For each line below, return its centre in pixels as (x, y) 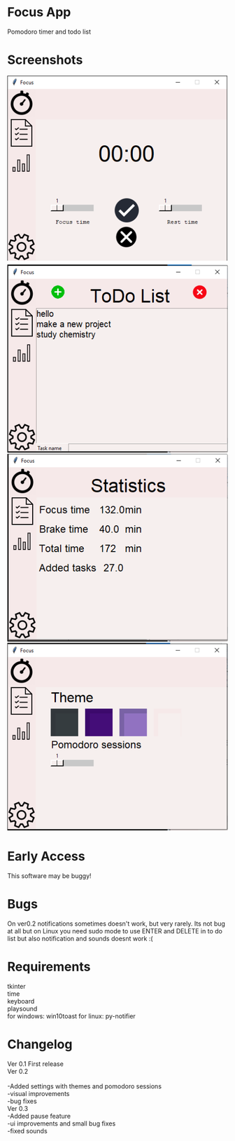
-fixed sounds (27, 1131)
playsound (22, 1009)
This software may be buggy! (50, 876)
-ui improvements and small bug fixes (62, 1123)
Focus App (39, 12)
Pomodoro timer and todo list (49, 32)
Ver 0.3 (18, 1108)
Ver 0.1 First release (36, 1064)
